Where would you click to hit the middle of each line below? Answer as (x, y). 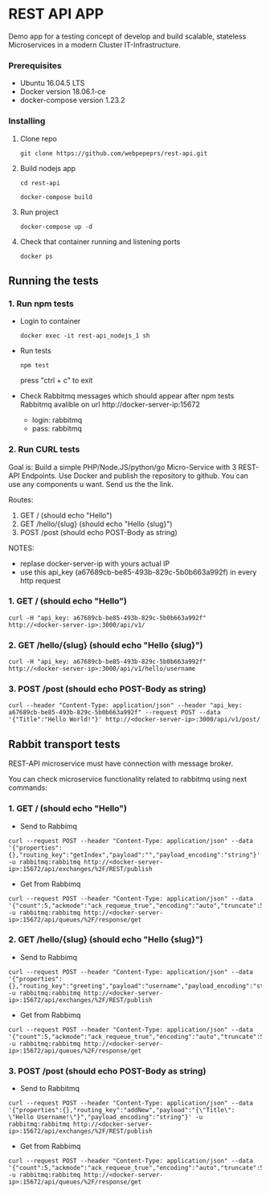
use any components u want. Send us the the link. (91, 484)
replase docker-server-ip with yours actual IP (95, 563)
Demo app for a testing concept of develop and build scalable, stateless (127, 36)
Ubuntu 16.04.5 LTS (52, 83)
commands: (28, 787)
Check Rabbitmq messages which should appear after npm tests (127, 396)
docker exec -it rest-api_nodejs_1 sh (85, 336)
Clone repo (39, 138)
